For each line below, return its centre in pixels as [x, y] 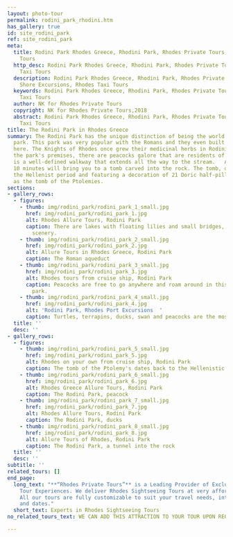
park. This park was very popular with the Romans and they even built [119, 143]
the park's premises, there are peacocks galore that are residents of [119, 156]
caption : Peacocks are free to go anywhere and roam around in [119, 284]
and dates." [37, 504]
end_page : [21, 478]
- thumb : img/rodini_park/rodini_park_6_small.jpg [94, 375]
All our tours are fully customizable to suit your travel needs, [118, 497]
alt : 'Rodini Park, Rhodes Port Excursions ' [94, 310]
